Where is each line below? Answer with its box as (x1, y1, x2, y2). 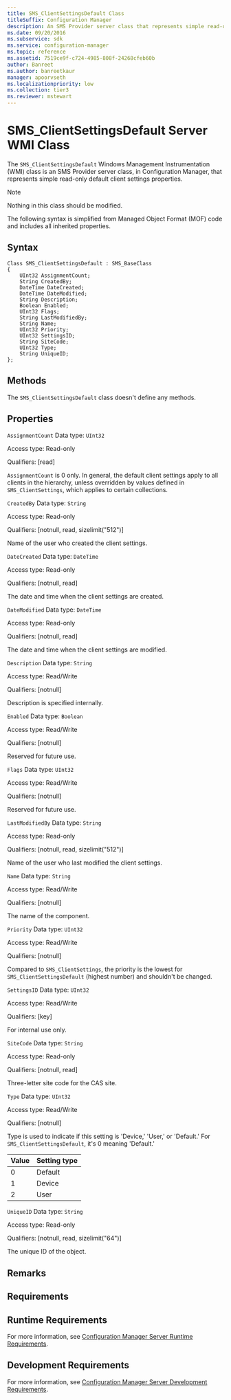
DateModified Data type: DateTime (7, 605, 102, 614)
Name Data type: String (7, 872, 71, 880)
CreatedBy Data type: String (7, 499, 87, 507)
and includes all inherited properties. (7, 221, 111, 230)
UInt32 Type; (19, 344, 57, 351)
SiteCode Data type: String (7, 1039, 84, 1047)
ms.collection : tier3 (7, 87, 69, 93)
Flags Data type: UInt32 (7, 766, 74, 774)
